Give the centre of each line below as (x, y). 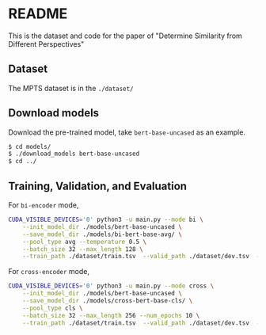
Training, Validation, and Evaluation (98, 186)
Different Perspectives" (46, 44)
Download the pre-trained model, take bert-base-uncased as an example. (127, 132)
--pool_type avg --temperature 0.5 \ (85, 242)
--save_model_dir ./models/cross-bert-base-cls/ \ (108, 301)
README (38, 14)
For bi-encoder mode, (44, 205)
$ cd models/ (30, 147)
